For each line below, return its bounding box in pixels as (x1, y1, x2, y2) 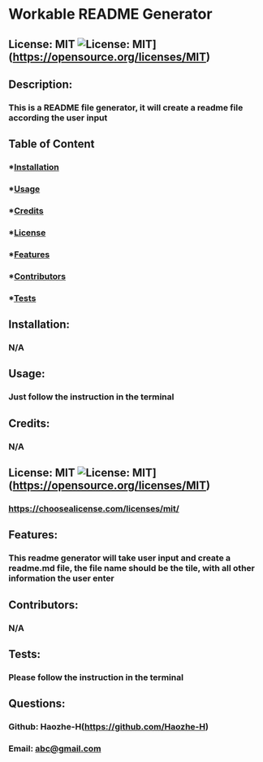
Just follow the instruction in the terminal (8, 391, 175, 403)
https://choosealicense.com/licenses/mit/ (8, 503, 180, 514)
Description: (8, 77, 73, 91)
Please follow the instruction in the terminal (8, 672, 184, 683)
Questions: (8, 697, 66, 711)
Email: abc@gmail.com (8, 743, 101, 755)
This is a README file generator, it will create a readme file (8, 102, 244, 113)
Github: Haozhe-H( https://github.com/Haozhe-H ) (8, 721, 209, 733)
